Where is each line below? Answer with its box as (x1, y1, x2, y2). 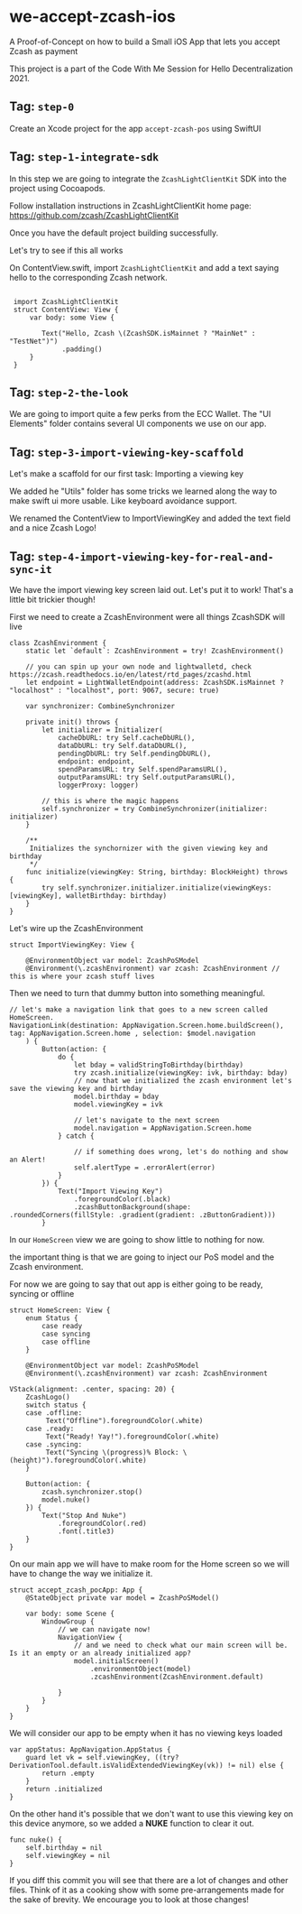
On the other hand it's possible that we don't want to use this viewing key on (9, 1808, 294, 1819)
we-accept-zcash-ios (9, 6, 176, 27)
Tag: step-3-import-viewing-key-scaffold (9, 444, 244, 459)
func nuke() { (9, 1835, 63, 1845)
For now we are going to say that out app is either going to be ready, (9, 1279, 263, 1290)
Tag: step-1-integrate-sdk (9, 149, 160, 164)
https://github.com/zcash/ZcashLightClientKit (9, 209, 179, 220)
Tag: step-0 (9, 99, 75, 115)
